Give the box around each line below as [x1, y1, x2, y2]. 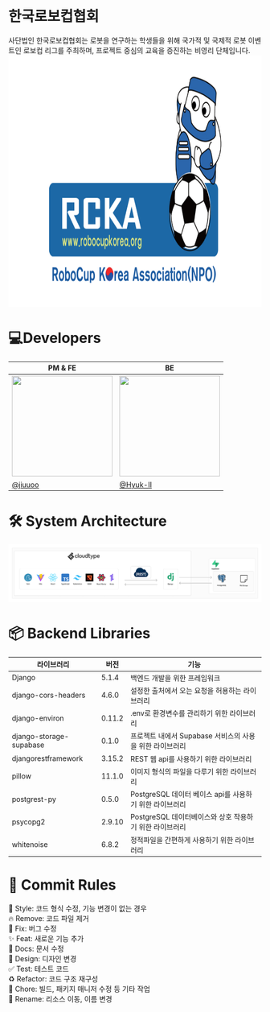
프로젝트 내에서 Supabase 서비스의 [129, 731, 241, 741]
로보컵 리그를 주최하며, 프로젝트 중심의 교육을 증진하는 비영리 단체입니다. [22, 45, 251, 55]
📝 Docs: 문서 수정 [8, 944, 64, 954]
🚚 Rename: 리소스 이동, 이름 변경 [8, 994, 112, 1004]
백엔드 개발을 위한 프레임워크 [129, 673, 221, 683]
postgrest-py [11, 794, 56, 803]
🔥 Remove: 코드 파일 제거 [8, 914, 90, 923]
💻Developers [8, 329, 102, 347]
